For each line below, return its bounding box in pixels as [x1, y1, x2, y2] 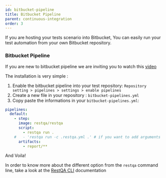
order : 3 [5, 21, 23, 26]
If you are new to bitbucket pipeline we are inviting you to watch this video [5, 63, 157, 69]
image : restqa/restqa [18, 121, 63, 126]
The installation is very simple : [5, 73, 68, 79]
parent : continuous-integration [5, 16, 72, 21]
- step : [14, 116, 30, 121]
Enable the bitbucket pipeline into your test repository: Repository [12, 83, 147, 89]
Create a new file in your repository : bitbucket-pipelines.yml [12, 92, 139, 98]
